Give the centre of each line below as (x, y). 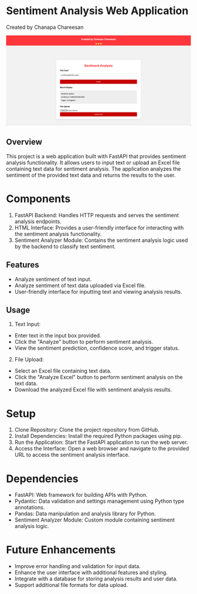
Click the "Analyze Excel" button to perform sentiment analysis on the (98, 377)
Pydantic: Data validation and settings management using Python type (99, 501)
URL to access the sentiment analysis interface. (72, 455)
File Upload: (29, 360)
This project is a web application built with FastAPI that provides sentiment (96, 156)
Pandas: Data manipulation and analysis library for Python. (85, 514)
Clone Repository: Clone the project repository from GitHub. (87, 430)
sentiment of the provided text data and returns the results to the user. (91, 175)
